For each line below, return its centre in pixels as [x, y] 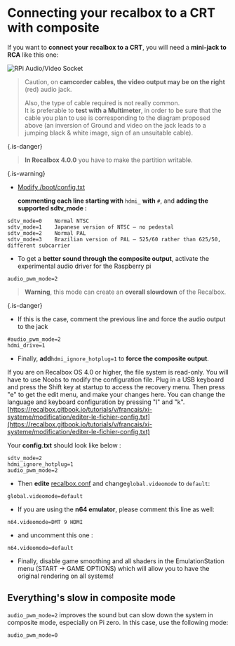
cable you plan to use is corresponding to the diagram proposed [117, 118]
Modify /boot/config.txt [51, 187]
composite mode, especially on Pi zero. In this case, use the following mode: [118, 622]
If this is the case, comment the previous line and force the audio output [121, 319]
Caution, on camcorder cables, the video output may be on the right [125, 81]
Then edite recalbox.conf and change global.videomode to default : [114, 483]
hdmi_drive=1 [26, 345]
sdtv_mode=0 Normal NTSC [48, 221]
